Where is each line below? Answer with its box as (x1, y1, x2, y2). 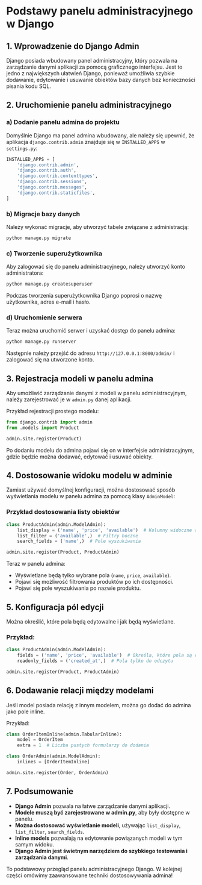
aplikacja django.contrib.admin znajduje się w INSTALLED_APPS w (6, 138, 165, 145)
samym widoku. (14, 840, 54, 848)
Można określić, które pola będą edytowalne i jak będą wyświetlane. (6, 618, 176, 625)
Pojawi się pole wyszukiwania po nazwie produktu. (14, 584, 141, 592)
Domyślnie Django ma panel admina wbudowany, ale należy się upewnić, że (6, 131, 195, 139)
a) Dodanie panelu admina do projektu (6, 118, 120, 127)
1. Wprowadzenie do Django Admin (6, 41, 139, 51)
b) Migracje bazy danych (6, 210, 80, 218)
